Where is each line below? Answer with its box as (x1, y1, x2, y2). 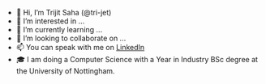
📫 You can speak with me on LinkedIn (15, 43, 145, 52)
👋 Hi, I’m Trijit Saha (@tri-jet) (15, 8, 112, 17)
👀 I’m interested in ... (15, 16, 85, 26)
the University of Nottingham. (15, 66, 115, 76)
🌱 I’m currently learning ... (15, 25, 103, 34)
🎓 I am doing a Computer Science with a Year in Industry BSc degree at (15, 55, 258, 64)
